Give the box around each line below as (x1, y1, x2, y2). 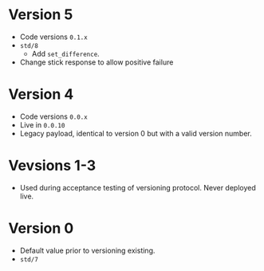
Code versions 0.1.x (19, 32, 88, 41)
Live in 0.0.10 (19, 120, 65, 129)
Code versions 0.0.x (19, 112, 88, 121)
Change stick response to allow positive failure (19, 57, 174, 67)
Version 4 (8, 85, 74, 104)
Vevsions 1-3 (8, 157, 97, 175)
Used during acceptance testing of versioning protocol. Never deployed (19, 183, 257, 192)
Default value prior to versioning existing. (19, 245, 156, 255)
